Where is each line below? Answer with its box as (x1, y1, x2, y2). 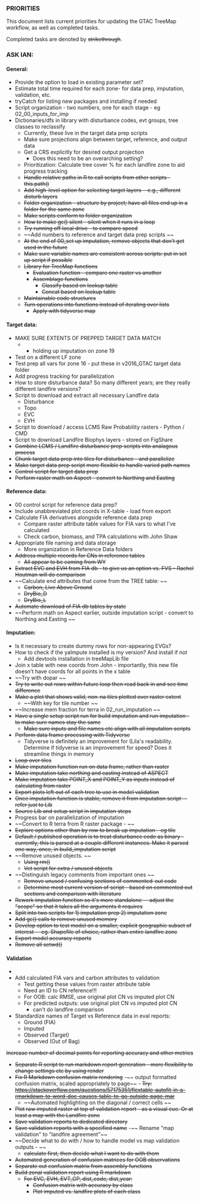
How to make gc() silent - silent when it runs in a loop (23, 218, 155, 225)
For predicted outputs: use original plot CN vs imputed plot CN (23, 1000, 178, 1007)
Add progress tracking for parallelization (14, 372, 115, 380)
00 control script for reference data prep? (14, 501, 118, 508)
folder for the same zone (23, 206, 85, 213)
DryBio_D (23, 590, 48, 597)
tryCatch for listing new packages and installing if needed (14, 97, 157, 105)
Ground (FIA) (23, 1019, 56, 1026)
